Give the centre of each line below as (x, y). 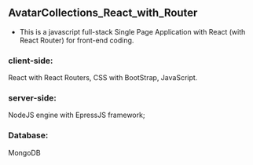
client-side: (31, 60)
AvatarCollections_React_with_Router (103, 13)
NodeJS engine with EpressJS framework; (77, 115)
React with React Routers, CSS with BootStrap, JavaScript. (103, 78)
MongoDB (24, 152)
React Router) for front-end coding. (77, 40)
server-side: (32, 98)
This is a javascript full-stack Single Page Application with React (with (132, 31)
